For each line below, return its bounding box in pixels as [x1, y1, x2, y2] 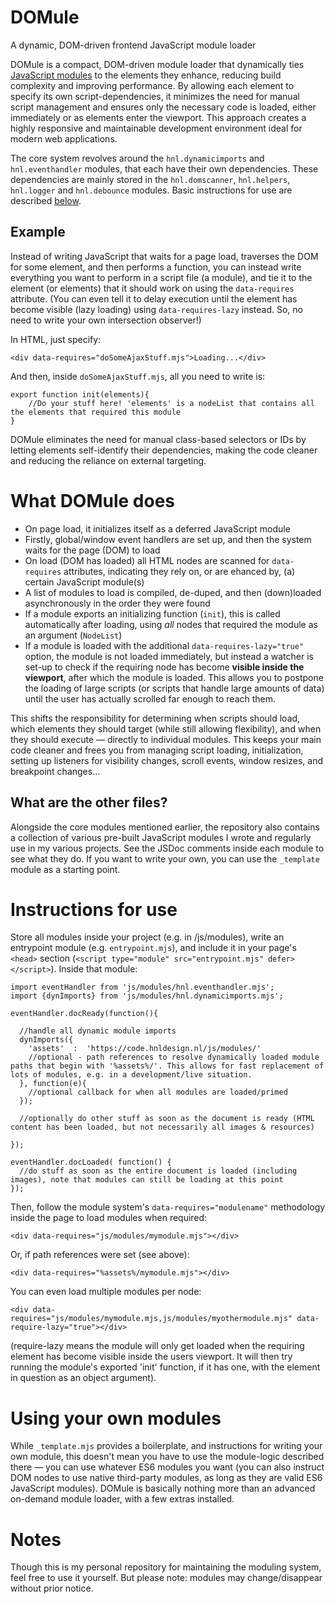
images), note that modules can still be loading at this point [10, 1175, 284, 1185]
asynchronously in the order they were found [24, 597, 211, 609]
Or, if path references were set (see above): [10, 1249, 190, 1261]
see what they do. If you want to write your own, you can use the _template [10, 852, 320, 865]
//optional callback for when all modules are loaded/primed [28, 1087, 288, 1098]
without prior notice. [10, 1582, 94, 1595]
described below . [10, 194, 82, 206]
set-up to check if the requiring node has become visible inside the [24, 661, 305, 673]
